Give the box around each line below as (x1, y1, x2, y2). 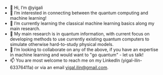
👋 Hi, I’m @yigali (9, 5, 43, 10)
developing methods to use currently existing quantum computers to (9, 36, 150, 42)
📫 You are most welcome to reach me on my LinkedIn (9, 57, 120, 63)
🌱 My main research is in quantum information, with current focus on (9, 31, 150, 37)
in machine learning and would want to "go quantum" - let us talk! (9, 52, 144, 58)
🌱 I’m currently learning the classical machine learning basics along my (9, 20, 155, 26)
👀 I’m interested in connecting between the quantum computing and (9, 10, 148, 16)
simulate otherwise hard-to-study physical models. (9, 41, 114, 47)
